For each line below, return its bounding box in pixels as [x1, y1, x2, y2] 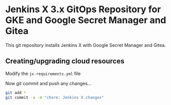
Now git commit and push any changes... [5, 80, 92, 86]
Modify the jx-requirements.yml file [5, 70, 81, 76]
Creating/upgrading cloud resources [5, 57, 124, 66]
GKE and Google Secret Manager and [5, 14, 166, 26]
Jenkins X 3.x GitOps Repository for [5, 4, 161, 15]
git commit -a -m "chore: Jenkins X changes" [5, 95, 104, 100]
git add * [5, 90, 27, 95]
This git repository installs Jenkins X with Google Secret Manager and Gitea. [5, 42, 166, 48]
